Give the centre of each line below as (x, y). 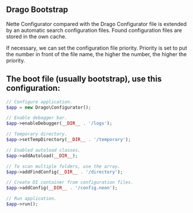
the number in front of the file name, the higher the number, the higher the (96, 54)
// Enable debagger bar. (37, 118)
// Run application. (32, 199)
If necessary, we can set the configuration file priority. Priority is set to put (97, 48)
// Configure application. (39, 102)
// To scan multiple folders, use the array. (63, 166)
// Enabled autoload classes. (44, 150)
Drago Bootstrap (37, 10)
